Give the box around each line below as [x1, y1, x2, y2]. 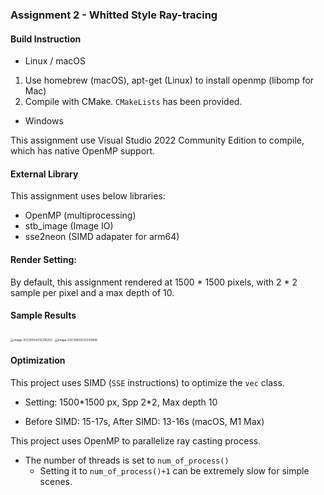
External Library [10, 168, 79, 180]
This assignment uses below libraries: [10, 190, 166, 202]
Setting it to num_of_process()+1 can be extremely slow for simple [39, 464, 310, 477]
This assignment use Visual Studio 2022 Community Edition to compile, [10, 134, 305, 147]
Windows [24, 115, 64, 127]
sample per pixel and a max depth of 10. [10, 286, 175, 298]
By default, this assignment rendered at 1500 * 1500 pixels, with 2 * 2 [10, 276, 298, 288]
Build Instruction [10, 33, 82, 45]
